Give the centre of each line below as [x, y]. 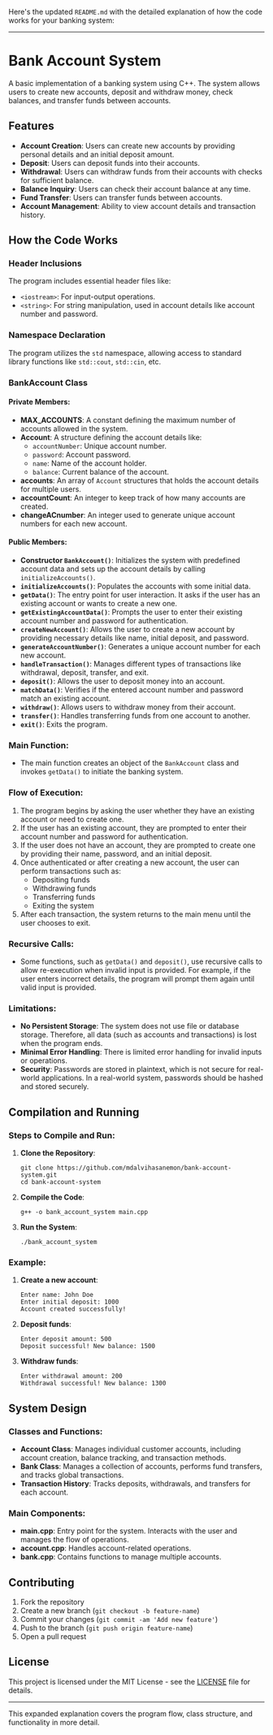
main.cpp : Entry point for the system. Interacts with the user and [129, 1531]
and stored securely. [54, 1087]
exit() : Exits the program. [64, 724]
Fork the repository [52, 1602]
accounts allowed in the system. [74, 428]
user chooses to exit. [55, 922]
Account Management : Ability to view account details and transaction [138, 206]
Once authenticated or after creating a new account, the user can [130, 862]
